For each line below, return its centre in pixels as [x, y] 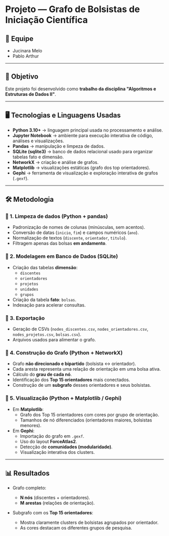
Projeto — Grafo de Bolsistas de [72, 9]
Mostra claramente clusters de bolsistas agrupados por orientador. [89, 522]
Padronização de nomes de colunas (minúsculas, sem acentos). [79, 227]
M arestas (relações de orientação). [57, 503]
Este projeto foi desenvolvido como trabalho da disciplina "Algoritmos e [81, 89]
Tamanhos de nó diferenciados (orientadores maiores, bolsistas [86, 420]
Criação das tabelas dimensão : [45, 267]
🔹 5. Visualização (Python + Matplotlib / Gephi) [63, 398]
